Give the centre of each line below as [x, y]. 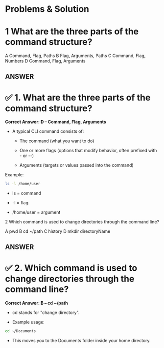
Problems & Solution [47, 9]
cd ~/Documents [21, 331]
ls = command [27, 193]
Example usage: [28, 322]
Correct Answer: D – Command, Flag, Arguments [56, 122]
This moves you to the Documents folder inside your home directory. [81, 340]
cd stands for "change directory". [46, 312]
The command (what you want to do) [57, 141]
